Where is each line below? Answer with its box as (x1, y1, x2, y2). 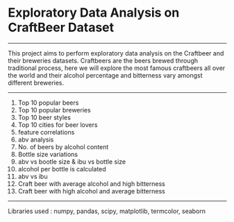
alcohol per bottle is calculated (17, 164, 106, 173)
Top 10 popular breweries (17, 105, 91, 114)
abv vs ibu (17, 172, 48, 180)
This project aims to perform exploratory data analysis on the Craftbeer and (8, 49, 224, 57)
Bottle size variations (17, 150, 78, 158)
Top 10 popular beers (17, 99, 79, 107)
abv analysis (17, 135, 54, 144)
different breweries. (8, 78, 65, 87)
